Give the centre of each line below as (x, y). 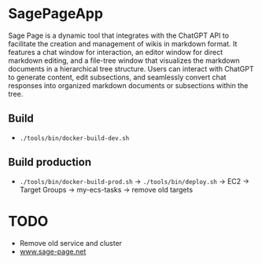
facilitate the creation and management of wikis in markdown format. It (123, 43)
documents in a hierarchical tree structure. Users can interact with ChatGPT (131, 68)
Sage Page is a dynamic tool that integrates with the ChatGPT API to (119, 35)
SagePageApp (56, 14)
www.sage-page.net (53, 251)
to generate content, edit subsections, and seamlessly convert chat (117, 77)
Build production (50, 162)
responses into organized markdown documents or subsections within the (128, 85)
